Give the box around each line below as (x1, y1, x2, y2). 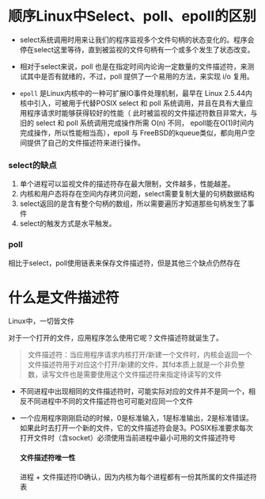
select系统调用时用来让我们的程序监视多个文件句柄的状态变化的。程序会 (19, 35, 255, 44)
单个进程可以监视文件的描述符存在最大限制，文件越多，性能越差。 (19, 179, 235, 189)
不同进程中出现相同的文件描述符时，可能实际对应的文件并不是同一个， (19, 387, 249, 396)
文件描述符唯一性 (19, 453, 76, 463)
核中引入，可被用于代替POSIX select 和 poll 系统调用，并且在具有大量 (19, 98, 247, 108)
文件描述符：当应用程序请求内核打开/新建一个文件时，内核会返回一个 (27, 350, 252, 360)
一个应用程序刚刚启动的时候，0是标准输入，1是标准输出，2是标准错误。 (19, 413, 253, 423)
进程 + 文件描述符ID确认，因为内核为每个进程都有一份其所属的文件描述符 (19, 472, 257, 482)
